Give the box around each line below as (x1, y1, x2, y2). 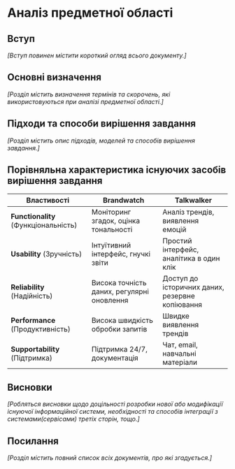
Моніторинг (91, 208, 131, 217)
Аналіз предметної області (7, 5, 173, 21)
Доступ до (162, 274, 199, 284)
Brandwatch (102, 196, 145, 205)
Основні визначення (7, 71, 101, 83)
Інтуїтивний (91, 240, 131, 250)
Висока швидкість (91, 316, 154, 326)
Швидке (162, 311, 190, 321)
